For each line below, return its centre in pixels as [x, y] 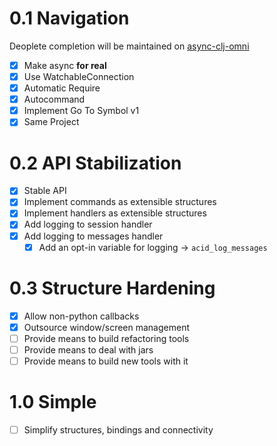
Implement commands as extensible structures [120, 202]
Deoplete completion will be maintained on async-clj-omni [129, 46]
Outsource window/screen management [106, 327]
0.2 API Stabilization [95, 163]
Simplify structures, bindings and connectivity [118, 429]
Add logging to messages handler [93, 236]
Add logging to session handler [88, 224]
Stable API [45, 191]
